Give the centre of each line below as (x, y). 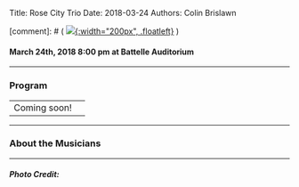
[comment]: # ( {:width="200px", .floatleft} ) (94, 31)
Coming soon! (43, 108)
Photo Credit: (34, 175)
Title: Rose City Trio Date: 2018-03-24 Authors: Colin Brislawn (123, 13)
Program (28, 85)
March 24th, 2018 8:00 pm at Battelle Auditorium (101, 52)
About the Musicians (55, 143)
